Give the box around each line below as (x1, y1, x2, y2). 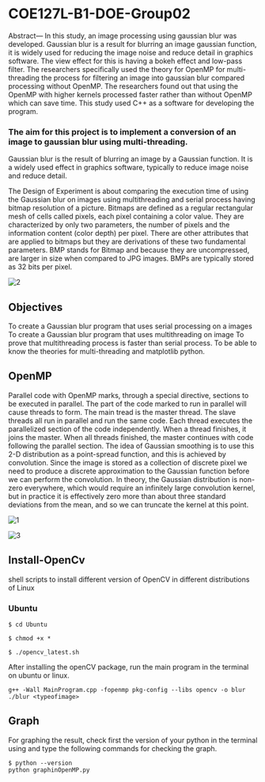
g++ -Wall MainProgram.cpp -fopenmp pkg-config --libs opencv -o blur (8, 685, 246, 693)
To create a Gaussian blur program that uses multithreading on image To (8, 330, 244, 340)
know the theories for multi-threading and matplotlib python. (8, 347, 206, 356)
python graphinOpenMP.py (8, 765, 90, 774)
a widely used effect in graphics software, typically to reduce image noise (8, 163, 249, 173)
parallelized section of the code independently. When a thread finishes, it (8, 424, 247, 434)
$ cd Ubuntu (8, 621, 47, 628)
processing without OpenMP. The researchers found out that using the (8, 81, 239, 91)
